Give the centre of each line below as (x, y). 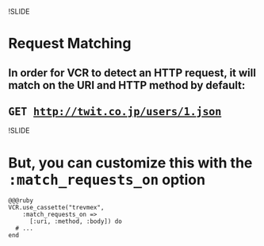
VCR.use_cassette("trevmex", (56, 208)
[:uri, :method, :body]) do (76, 221)
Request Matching (70, 44)
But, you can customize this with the (130, 163)
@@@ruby (21, 201)
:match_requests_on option (107, 180)
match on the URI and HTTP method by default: (127, 85)
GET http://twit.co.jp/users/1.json (115, 111)
